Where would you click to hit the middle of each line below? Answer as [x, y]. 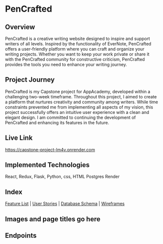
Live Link [19, 138]
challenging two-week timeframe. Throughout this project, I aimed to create [81, 96]
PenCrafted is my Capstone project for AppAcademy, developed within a [78, 92]
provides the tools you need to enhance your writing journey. [66, 65]
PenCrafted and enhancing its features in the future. [57, 122]
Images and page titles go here [53, 219]
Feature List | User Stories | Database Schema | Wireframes [65, 204]
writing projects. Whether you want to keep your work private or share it [77, 54]
